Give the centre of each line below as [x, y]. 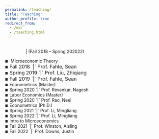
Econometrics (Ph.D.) [31, 105]
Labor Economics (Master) [36, 95]
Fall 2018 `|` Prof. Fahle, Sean [43, 67]
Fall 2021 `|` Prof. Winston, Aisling [43, 126]
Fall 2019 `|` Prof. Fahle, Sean [43, 79]
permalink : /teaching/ [28, 10]
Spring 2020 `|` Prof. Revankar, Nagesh [49, 90]
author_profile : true [27, 19]
